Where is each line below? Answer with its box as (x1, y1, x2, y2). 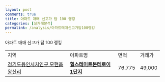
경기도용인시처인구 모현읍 (7, 61, 63, 68)
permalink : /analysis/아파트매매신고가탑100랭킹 (5, 26, 95, 30)
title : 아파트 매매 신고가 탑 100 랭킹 (5, 16, 75, 21)
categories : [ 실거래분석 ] (5, 21, 53, 26)
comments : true (5, 12, 36, 17)
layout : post (5, 7, 32, 12)
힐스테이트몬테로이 (69, 61, 111, 68)
